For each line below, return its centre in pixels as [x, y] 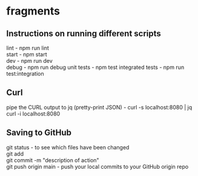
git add [15, 154]
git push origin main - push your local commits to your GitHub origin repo [97, 166]
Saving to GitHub [39, 133]
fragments [33, 11]
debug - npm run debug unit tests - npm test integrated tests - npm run [95, 67]
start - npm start [27, 54]
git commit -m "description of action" [53, 160]
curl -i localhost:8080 [33, 114]
